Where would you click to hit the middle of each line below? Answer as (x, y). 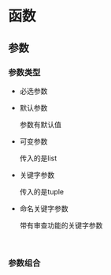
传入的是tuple (42, 191)
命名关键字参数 (44, 208)
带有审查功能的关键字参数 (61, 225)
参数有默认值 (40, 124)
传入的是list (38, 158)
